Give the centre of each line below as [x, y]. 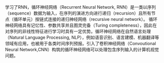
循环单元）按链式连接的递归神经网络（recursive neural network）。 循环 [85, 19]
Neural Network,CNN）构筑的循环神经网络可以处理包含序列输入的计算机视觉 [82, 49]
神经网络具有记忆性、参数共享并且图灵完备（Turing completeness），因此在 [81, 25]
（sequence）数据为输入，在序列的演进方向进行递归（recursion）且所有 [78, 13]
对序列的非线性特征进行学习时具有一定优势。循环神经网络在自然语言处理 [78, 31]
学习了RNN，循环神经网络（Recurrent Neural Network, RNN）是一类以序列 [81, 7]
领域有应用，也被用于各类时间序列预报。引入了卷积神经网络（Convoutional [81, 43]
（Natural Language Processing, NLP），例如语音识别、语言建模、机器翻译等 [82, 37]
